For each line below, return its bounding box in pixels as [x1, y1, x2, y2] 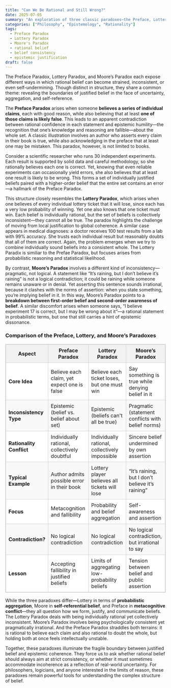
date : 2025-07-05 [5, 12, 42, 17]
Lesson [8, 570, 27, 577]
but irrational [129, 539, 159, 546]
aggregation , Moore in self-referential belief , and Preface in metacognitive [5, 603, 165, 609]
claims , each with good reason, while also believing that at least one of [5, 111, 155, 117]
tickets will [91, 483, 117, 490]
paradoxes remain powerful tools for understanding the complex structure [5, 672, 160, 678]
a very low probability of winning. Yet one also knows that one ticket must [5, 206, 160, 212]
